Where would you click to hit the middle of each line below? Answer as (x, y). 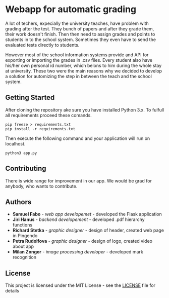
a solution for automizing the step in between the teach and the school (79, 76)
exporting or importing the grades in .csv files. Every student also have (79, 60)
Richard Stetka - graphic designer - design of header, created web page (88, 230)
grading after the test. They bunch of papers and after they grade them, (80, 28)
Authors (18, 202)
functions (22, 225)
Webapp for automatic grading (71, 9)
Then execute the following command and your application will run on (78, 138)
